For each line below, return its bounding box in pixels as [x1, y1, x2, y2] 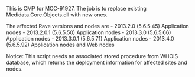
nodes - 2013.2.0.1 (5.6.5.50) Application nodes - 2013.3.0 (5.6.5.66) [6, 29, 171, 36]
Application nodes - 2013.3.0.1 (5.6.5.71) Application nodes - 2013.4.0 [6, 35, 174, 42]
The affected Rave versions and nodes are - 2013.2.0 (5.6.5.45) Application [6, 23, 189, 29]
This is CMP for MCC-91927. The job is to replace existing [6, 5, 147, 12]
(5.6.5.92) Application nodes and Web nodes [6, 41, 115, 48]
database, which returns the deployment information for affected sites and [6, 59, 187, 66]
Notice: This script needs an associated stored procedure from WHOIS [6, 53, 178, 59]
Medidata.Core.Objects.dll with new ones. [6, 11, 108, 18]
